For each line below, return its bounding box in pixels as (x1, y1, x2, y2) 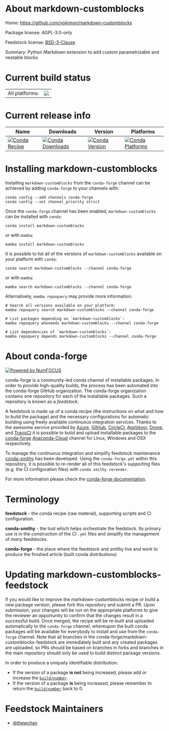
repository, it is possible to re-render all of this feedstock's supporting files (5, 461, 160, 467)
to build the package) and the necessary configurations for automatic (5, 413, 149, 419)
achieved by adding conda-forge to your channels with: (5, 185, 119, 191)
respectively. (5, 440, 32, 446)
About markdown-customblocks (5, 3, 144, 15)
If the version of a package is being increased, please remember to (12, 680, 152, 686)
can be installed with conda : (5, 213, 62, 219)
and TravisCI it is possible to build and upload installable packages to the (5, 430, 156, 436)
